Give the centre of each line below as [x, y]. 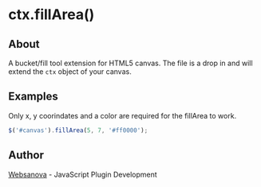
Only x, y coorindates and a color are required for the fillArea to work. [123, 115]
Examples [33, 97]
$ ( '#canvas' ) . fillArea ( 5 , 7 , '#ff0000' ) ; [78, 130]
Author [26, 156]
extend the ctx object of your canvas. [70, 72]
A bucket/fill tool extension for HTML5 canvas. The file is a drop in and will [130, 63]
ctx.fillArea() [51, 15]
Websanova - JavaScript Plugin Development [83, 174]
